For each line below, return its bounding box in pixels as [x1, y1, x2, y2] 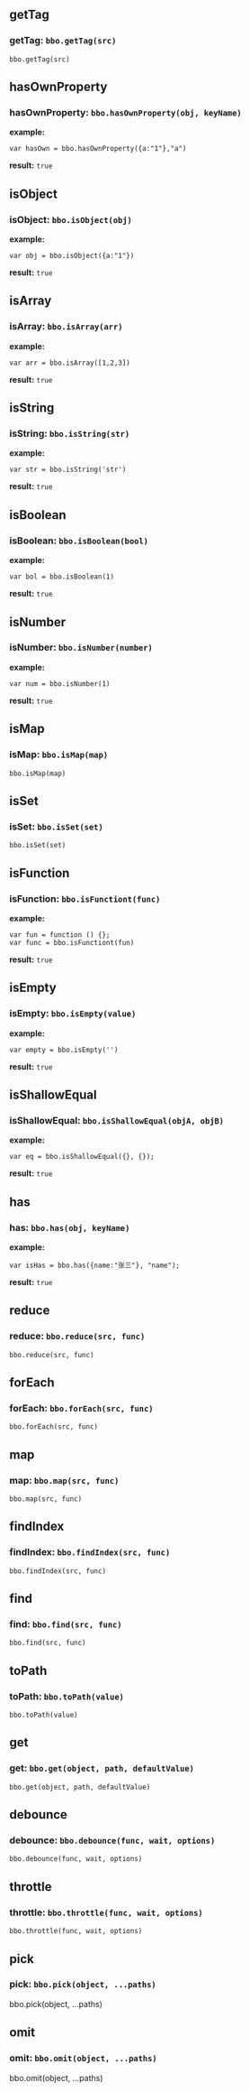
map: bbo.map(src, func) [9, 1474, 120, 1486]
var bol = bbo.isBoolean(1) [9, 572, 115, 581]
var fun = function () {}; [9, 930, 111, 940]
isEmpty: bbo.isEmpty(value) [9, 1007, 137, 1020]
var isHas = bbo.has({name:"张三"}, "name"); [9, 1261, 180, 1270]
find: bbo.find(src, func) [9, 1618, 122, 1630]
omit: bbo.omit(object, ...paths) [9, 2052, 157, 2065]
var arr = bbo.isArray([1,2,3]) [9, 358, 130, 367]
